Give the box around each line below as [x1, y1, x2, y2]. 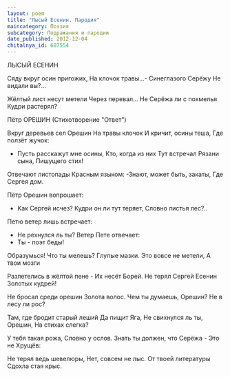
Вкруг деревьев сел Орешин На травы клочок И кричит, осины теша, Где [7, 129, 224, 137]
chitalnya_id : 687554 [7, 42, 70, 49]
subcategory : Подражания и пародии [7, 29, 109, 36]
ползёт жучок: [7, 136, 50, 144]
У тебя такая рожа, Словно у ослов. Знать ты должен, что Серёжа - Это [7, 334, 220, 342]
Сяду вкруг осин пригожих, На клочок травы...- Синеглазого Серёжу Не [7, 74, 221, 83]
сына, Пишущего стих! [17, 157, 84, 165]
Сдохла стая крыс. [7, 362, 62, 370]
